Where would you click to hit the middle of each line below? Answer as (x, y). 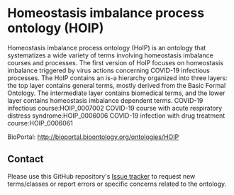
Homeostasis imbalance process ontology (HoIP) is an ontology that (107, 48)
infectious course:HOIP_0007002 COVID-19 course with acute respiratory (115, 108)
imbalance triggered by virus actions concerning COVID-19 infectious (109, 70)
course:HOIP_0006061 (40, 123)
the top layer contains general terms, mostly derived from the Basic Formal (117, 85)
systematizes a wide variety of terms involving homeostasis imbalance (111, 55)
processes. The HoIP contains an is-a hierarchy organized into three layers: (118, 78)
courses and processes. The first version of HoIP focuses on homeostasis (115, 62)
